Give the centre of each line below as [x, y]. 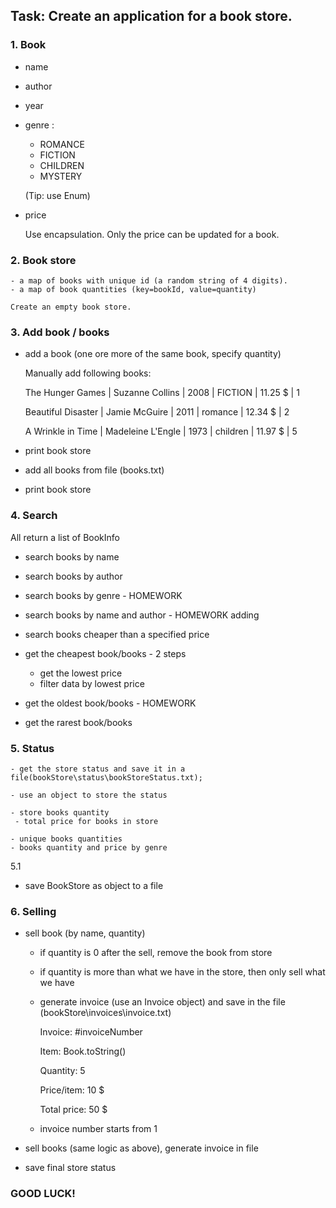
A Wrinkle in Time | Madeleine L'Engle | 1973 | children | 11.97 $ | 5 [161, 431]
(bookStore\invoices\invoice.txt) [105, 1013]
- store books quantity [60, 812]
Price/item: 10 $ [72, 1090]
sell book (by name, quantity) [85, 933]
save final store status [70, 1168]
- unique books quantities [66, 839]
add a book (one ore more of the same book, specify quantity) [153, 354]
